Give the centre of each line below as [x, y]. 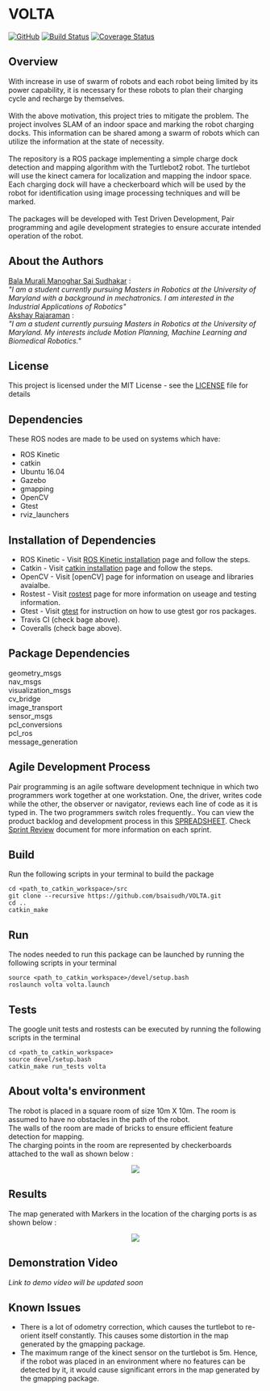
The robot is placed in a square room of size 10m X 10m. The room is [122, 1111]
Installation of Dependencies [82, 540]
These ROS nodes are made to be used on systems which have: [114, 439]
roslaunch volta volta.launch [59, 985]
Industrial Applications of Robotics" [67, 306]
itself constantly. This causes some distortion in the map [135, 1336]
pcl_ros [21, 733]
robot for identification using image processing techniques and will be [124, 193]
